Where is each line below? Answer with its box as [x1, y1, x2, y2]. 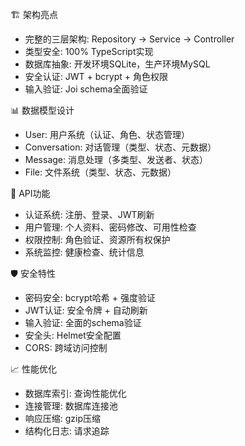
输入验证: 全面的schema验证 [24, 317, 142, 328]
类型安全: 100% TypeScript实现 [24, 46, 154, 57]
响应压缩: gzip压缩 [24, 413, 102, 424]
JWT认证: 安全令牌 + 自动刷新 [24, 304, 148, 316]
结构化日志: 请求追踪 [24, 425, 110, 437]
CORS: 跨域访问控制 [24, 342, 108, 353]
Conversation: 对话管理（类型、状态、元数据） [24, 141, 217, 153]
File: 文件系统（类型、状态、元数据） [24, 166, 177, 178]
